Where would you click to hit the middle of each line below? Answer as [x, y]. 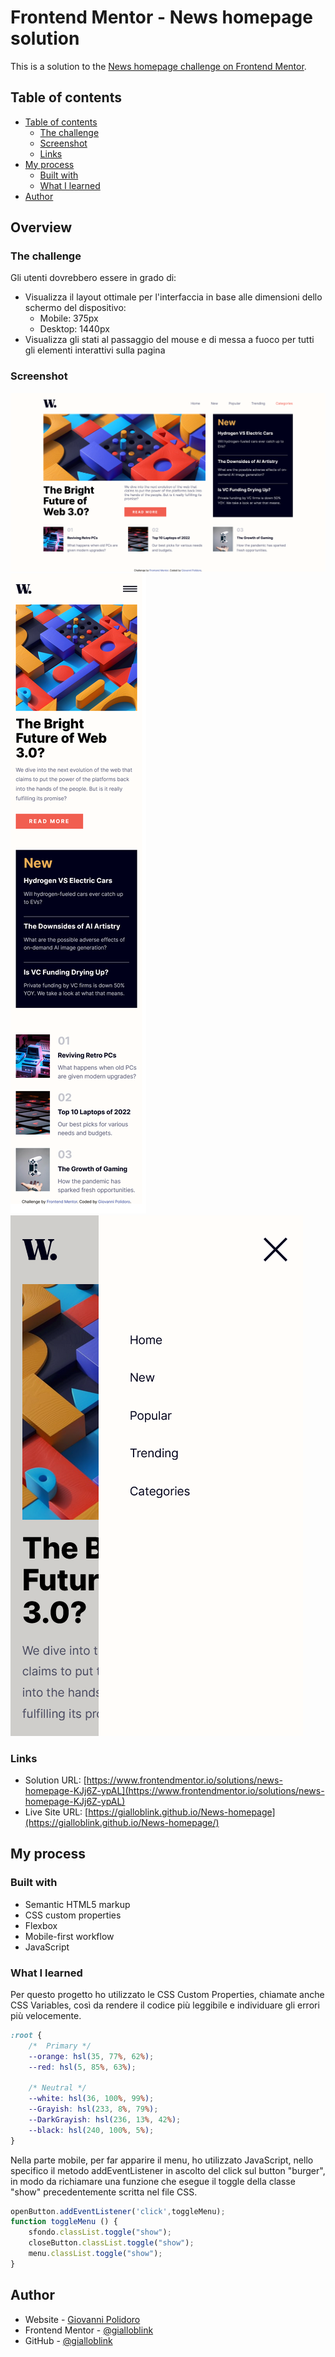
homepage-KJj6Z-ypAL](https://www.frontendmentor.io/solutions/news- [174, 1790]
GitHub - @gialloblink [68, 2340]
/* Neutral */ [57, 2088]
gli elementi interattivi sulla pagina [95, 350]
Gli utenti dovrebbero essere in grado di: [93, 278]
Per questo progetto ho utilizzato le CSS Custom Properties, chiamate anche [167, 1994]
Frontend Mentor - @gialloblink [89, 2330]
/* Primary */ [60, 2046]
